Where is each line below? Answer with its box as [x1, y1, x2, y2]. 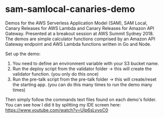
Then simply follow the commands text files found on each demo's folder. [5, 96, 156, 103]
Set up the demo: [5, 51, 41, 57]
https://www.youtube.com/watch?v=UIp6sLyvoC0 [5, 107, 108, 113]
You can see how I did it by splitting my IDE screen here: [5, 102, 121, 108]
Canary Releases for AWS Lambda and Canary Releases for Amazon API [5, 25, 154, 31]
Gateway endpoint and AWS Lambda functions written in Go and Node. [5, 41, 151, 47]
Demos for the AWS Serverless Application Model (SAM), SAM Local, [5, 20, 147, 26]
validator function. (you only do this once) [12, 71, 99, 77]
